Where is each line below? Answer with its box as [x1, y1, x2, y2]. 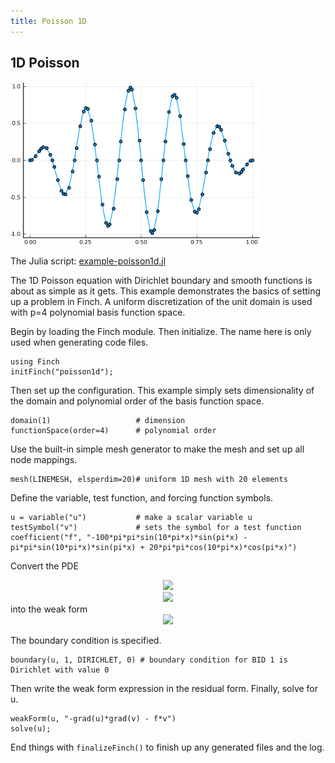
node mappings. [10, 453, 78, 465]
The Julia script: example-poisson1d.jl [10, 255, 167, 267]
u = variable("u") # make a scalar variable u [10, 512, 253, 522]
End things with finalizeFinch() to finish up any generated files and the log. [10, 741, 325, 753]
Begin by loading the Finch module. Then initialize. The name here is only [10, 325, 312, 337]
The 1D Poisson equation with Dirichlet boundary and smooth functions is [10, 274, 313, 286]
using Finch [10, 356, 60, 367]
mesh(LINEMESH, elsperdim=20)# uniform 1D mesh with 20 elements [10, 474, 288, 484]
